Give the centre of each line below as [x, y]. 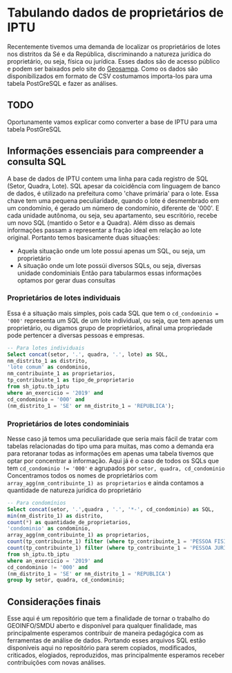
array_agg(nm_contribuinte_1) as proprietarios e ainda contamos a [106, 483]
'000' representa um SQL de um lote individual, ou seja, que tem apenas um [116, 321]
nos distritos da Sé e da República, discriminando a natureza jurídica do [109, 54]
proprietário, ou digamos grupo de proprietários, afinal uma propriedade [110, 327]
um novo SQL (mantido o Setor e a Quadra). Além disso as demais [101, 222]
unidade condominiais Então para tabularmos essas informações [109, 273]
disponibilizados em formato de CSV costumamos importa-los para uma [110, 76]
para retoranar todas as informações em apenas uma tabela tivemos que [110, 453]
